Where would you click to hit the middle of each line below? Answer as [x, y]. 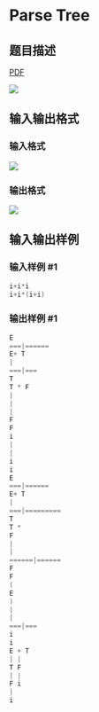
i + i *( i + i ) [27, 294]
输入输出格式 [44, 119]
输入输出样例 [44, 240]
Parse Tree [49, 16]
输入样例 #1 [33, 267]
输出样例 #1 [33, 318]
